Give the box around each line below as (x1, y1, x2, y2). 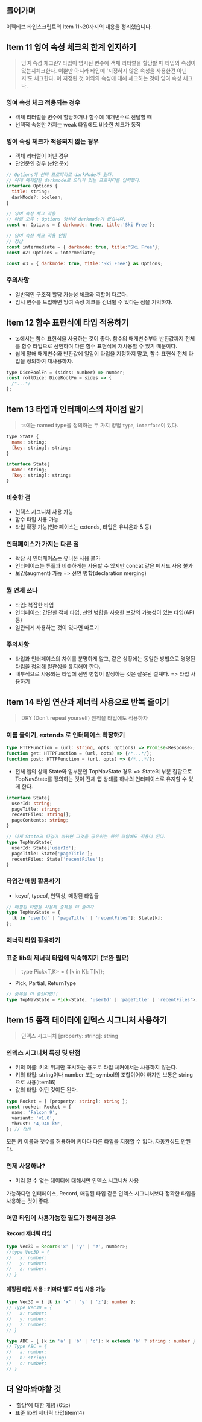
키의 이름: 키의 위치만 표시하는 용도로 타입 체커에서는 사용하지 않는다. (14, 1063, 178, 1071)
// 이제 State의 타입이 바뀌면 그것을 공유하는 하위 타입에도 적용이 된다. (6, 834, 167, 840)
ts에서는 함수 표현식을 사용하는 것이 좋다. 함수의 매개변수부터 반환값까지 (14, 335, 184, 342)
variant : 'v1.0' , (11, 1115, 55, 1121)
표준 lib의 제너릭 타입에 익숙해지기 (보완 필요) (6, 954, 130, 962)
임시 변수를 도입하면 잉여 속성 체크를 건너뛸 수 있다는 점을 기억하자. (14, 298, 173, 306)
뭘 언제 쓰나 (6, 587, 38, 595)
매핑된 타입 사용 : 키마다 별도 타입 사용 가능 (6, 1285, 106, 1292)
